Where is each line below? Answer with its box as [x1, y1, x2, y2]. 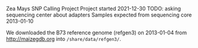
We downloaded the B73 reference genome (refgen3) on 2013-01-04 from [6, 29, 187, 36]
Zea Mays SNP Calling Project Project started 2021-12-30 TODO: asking [6, 5, 181, 12]
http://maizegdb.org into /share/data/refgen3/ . [6, 36, 121, 42]
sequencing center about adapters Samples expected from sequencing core [6, 11, 192, 18]
